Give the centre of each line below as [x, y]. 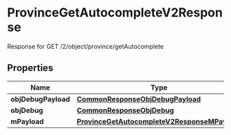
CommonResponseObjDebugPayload [139, 99]
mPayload [27, 121]
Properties [30, 68]
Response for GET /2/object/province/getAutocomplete [86, 46]
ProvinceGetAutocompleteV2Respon [115, 13]
